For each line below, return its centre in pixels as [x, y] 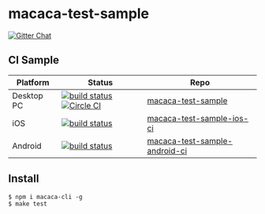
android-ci [167, 150]
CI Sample [34, 60]
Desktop [28, 95]
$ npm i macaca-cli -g [45, 197]
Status [101, 82]
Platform [33, 82]
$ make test [28, 204]
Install [24, 179]
